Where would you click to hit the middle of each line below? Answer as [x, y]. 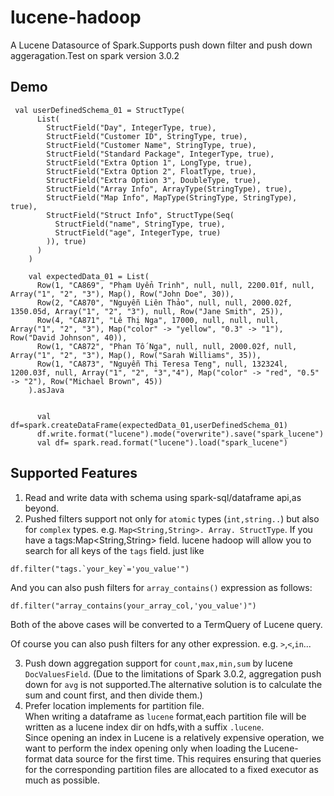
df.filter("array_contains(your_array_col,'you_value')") [133, 606]
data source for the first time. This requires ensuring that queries [188, 758]
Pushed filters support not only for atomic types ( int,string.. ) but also [172, 518]
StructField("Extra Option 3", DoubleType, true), [154, 180]
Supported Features [74, 473]
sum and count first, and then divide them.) [113, 695]
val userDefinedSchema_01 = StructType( [100, 110]
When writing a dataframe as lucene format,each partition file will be [165, 716]
